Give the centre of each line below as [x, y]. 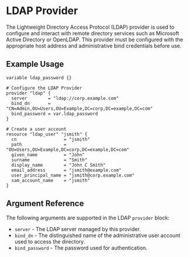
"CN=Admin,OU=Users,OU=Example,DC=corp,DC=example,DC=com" [80, 109]
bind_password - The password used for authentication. [81, 248]
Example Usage [35, 64]
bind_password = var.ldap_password [55, 114]
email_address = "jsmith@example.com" [66, 170]
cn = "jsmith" [51, 139]
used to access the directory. [50, 241]
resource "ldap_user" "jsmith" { [47, 134]
